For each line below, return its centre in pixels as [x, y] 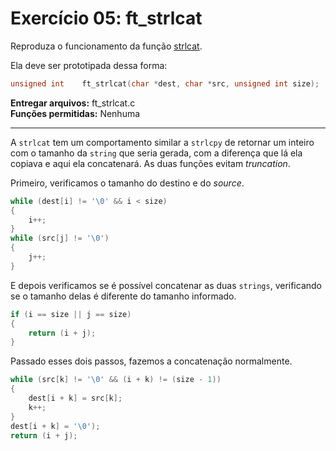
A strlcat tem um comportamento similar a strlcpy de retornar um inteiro [162, 142]
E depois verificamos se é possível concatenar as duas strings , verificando [166, 285]
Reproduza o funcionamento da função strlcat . [106, 46]
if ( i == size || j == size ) [71, 314]
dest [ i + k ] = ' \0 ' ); [55, 426]
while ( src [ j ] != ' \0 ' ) [60, 238]
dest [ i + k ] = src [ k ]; [75, 398]
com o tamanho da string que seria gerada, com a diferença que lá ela [156, 153]
